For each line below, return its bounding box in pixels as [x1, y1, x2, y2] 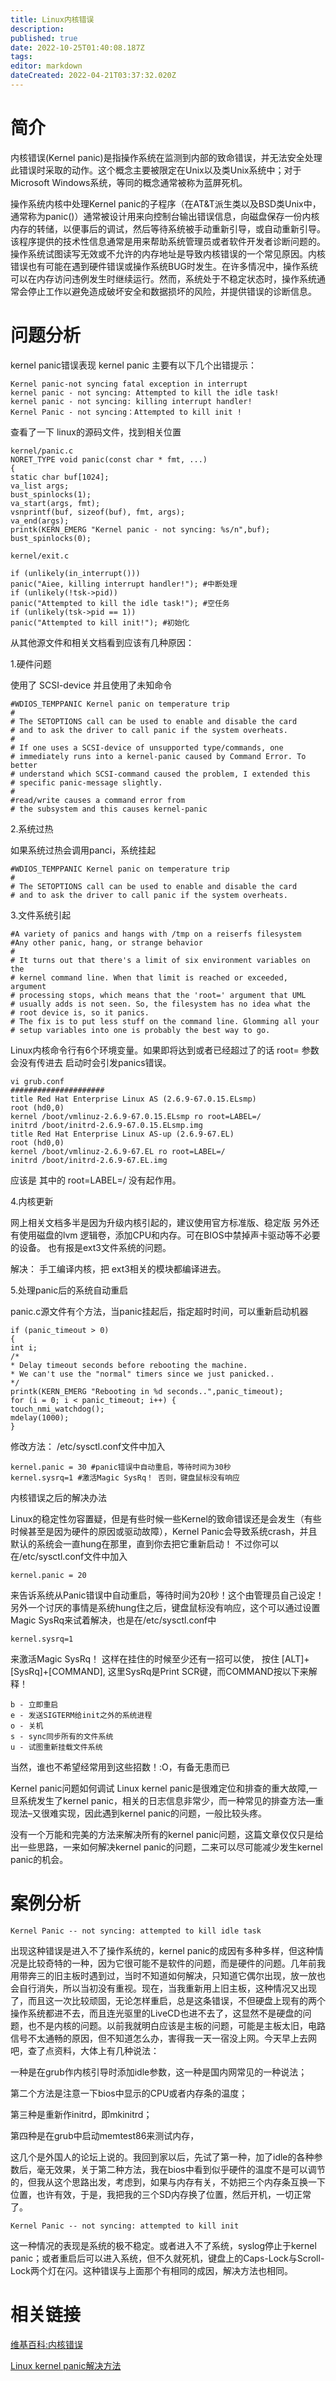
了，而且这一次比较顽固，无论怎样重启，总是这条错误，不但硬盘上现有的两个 [10, 1994, 326, 2006]
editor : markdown [10, 61, 83, 71]
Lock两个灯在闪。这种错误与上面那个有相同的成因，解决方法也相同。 [10, 2264, 293, 2276]
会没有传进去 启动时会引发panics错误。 [10, 1056, 172, 1068]
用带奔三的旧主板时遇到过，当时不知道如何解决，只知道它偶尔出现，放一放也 [10, 1969, 326, 1981]
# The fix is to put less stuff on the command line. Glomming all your [10, 1016, 320, 1026]
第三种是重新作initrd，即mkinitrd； [10, 2108, 153, 2120]
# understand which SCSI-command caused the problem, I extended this [10, 769, 311, 779]
